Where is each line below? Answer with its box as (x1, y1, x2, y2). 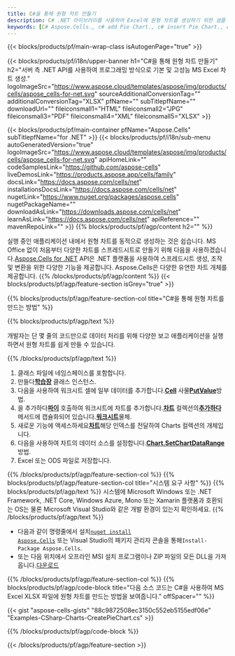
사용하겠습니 (192, 246, 227, 254)
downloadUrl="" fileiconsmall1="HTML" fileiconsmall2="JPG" (7, 104, 183, 113)
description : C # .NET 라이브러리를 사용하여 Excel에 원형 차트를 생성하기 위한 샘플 (7, 17, 226, 24)
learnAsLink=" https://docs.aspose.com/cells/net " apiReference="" (7, 215, 200, 224)
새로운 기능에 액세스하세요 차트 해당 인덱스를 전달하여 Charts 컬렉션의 (17, 421, 205, 430)
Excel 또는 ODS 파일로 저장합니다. (17, 456, 112, 465)
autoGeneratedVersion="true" (7, 141, 94, 149)
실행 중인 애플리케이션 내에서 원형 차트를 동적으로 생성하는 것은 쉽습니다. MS (7, 237, 217, 245)
